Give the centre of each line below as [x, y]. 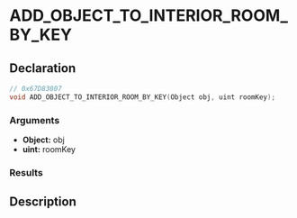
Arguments [35, 120]
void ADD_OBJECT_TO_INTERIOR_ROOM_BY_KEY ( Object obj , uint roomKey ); [143, 97]
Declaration [43, 68]
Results [26, 172]
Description [43, 202]
